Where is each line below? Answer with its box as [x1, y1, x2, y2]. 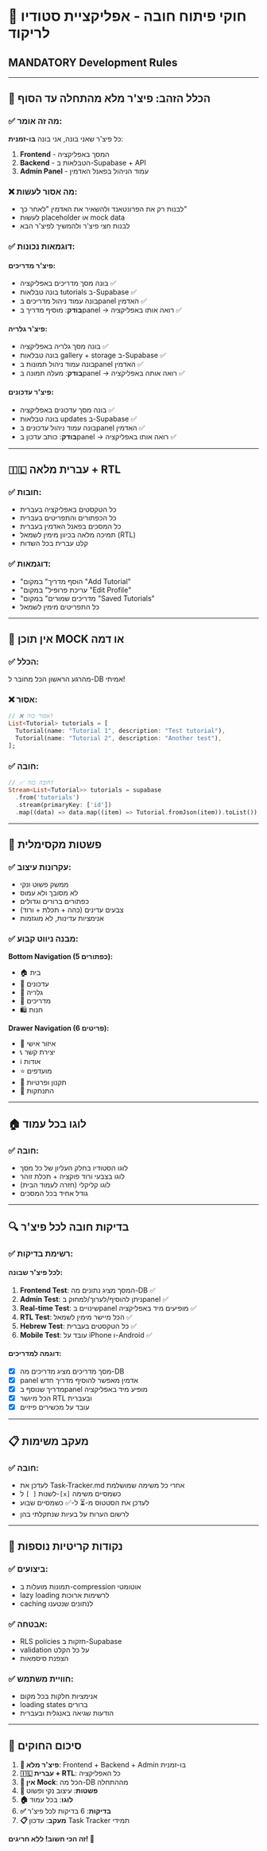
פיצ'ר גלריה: [8, 324, 48, 333]
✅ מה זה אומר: [8, 115, 62, 127]
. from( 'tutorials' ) [15, 793, 80, 801]
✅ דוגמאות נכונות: [8, 240, 75, 251]
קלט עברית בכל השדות [19, 539, 89, 548]
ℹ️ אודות [19, 1056, 41, 1066]
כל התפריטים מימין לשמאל [19, 602, 100, 611]
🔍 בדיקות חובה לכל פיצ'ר [8, 1220, 130, 1233]
